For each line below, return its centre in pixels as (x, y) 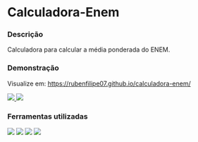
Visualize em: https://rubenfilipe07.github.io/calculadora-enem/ (99, 83)
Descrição (25, 35)
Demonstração (33, 68)
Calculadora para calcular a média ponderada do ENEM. (89, 49)
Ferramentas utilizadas (48, 116)
